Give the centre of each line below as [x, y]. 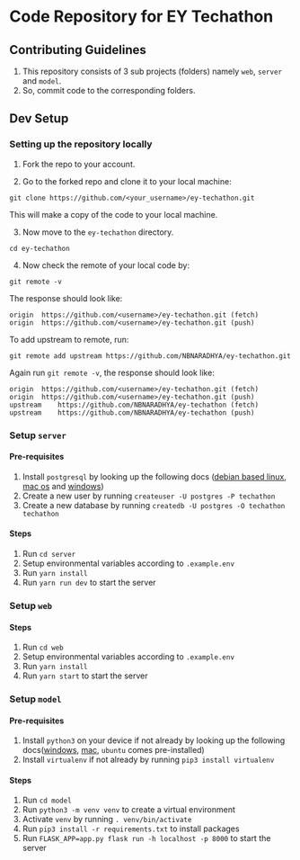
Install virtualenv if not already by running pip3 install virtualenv [148, 760]
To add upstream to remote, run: [69, 339]
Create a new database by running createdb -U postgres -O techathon [154, 505]
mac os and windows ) [63, 486]
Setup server [38, 435]
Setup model [35, 699]
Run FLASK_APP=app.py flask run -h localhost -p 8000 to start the [146, 838]
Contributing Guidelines [78, 50]
